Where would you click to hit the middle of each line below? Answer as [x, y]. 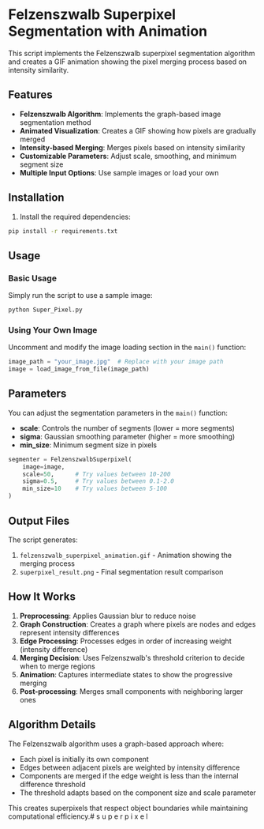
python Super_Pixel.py [45, 310]
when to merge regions [58, 666]
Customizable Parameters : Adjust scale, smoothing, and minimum [128, 156]
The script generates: [43, 540]
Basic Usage [33, 278]
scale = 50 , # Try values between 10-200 [97, 474]
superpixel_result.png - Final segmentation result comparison [121, 571]
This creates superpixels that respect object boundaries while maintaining [128, 808]
